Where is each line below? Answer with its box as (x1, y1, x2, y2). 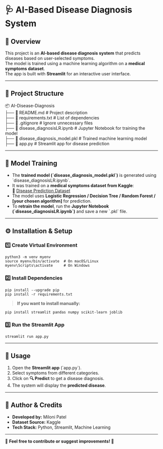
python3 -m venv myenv (5, 255, 51, 259)
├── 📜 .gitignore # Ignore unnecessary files (5, 120, 93, 126)
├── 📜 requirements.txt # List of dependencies (5, 115, 99, 121)
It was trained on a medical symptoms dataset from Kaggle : (12, 182, 134, 188)
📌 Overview (5, 37, 41, 46)
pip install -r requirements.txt (5, 292, 73, 297)
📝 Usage (5, 352, 31, 360)
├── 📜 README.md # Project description (5, 109, 88, 115)
